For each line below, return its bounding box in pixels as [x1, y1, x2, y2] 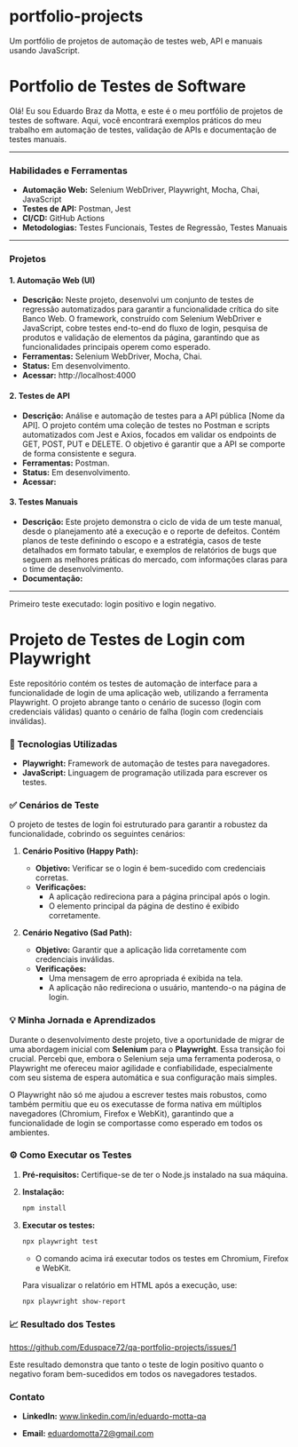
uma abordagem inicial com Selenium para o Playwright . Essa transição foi [9, 1044, 286, 1054]
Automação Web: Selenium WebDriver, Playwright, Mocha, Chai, [21, 185, 260, 195]
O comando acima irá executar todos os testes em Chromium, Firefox [35, 1252, 289, 1263]
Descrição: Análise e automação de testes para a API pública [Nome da [21, 410, 286, 421]
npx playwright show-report [21, 1297, 126, 1306]
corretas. [35, 872, 69, 883]
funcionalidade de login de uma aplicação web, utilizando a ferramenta [9, 687, 269, 698]
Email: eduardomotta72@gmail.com [21, 1428, 154, 1439]
